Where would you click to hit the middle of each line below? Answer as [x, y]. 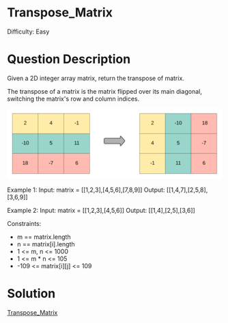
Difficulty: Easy [28, 31]
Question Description [69, 59]
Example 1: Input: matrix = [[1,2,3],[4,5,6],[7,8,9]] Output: [86, 190]
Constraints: [24, 224]
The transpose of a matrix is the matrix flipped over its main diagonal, [105, 91]
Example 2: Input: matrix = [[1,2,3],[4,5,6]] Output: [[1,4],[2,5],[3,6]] [101, 211]
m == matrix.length [44, 237]
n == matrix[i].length [46, 244]
